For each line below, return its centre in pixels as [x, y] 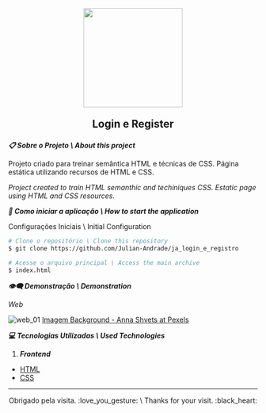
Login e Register [133, 124]
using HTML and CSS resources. [61, 196]
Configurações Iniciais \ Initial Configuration [80, 227]
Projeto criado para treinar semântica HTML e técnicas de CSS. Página [123, 164]
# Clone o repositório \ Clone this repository [88, 241]
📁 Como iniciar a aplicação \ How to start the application [104, 212]
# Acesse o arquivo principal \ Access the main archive [104, 263]
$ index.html [30, 270]
